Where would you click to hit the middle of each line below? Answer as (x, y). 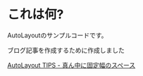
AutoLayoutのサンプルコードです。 (57, 35)
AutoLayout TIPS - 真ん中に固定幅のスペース (71, 65)
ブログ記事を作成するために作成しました (66, 50)
